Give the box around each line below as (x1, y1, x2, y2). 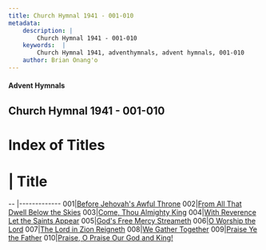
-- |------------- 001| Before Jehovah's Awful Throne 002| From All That (8, 199, 242, 208)
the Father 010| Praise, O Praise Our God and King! (8, 232, 173, 242)
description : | (22, 26, 73, 34)
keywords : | (22, 42, 66, 50)
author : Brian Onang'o (22, 57, 98, 65)
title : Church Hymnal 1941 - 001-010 (8, 11, 134, 20)
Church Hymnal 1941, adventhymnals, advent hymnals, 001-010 (37, 49, 245, 57)
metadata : (8, 19, 42, 27)
